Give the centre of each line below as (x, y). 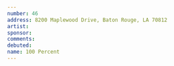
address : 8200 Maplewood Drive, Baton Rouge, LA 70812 (87, 20)
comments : (21, 39)
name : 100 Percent (33, 52)
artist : (18, 26)
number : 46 (23, 13)
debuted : (20, 45)
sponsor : (20, 33)
